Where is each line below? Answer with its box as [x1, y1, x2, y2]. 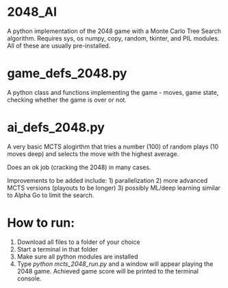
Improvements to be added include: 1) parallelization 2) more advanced [7, 176, 208, 184]
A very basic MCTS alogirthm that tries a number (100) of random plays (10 [7, 142, 219, 151]
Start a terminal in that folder [16, 245, 98, 253]
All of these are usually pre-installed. [7, 41, 111, 49]
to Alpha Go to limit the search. [7, 190, 94, 199]
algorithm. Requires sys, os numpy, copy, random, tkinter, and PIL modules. [7, 34, 220, 42]
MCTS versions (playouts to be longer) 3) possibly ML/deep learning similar [7, 184, 221, 192]
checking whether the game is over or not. [7, 96, 127, 104]
